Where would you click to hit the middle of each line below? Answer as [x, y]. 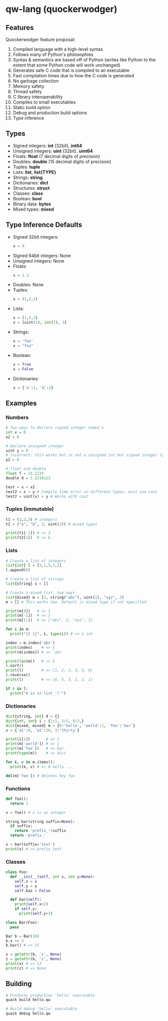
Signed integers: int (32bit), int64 [48, 146]
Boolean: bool [27, 198]
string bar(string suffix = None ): [40, 821]
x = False [23, 369]
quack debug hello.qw [28, 1014]
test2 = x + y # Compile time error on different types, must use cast [82, 492]
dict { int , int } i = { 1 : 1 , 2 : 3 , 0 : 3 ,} [45, 721]
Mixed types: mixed [33, 209]
